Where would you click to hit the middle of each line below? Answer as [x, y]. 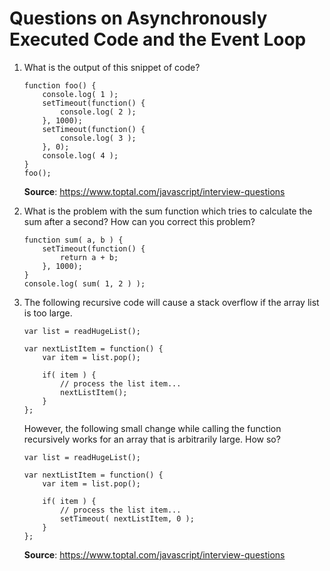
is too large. [48, 313]
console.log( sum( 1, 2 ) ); [84, 283]
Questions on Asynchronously [138, 18]
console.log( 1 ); [80, 94]
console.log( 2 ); [98, 112]
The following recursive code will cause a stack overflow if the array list [171, 302]
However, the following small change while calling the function [152, 428]
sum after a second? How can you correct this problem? [139, 221]
